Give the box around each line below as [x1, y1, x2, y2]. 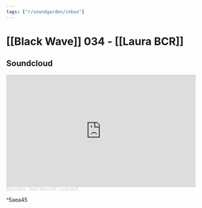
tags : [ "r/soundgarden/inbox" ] [6, 8, 85, 15]
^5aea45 [6, 196, 28, 203]
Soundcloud [6, 58, 53, 69]
